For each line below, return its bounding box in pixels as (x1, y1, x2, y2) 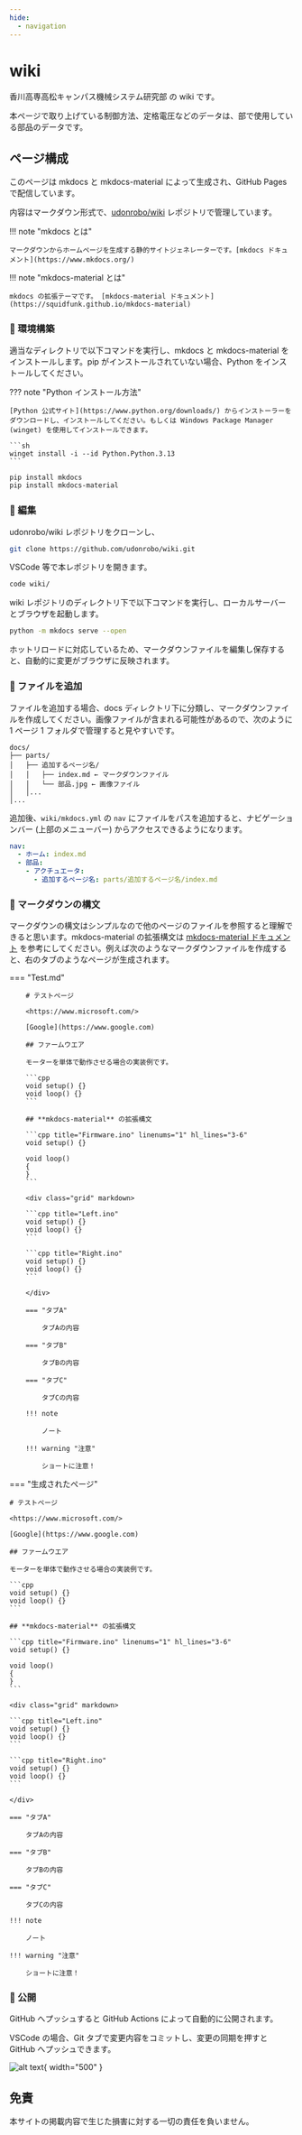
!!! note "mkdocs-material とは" (9, 273, 126, 283)
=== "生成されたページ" (9, 1479, 98, 1490)
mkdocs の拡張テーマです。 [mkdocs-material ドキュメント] (9, 292, 215, 301)
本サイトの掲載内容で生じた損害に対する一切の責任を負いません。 (9, 2116, 254, 2127)
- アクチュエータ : (25, 867, 85, 876)
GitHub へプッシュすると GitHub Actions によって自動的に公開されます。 (9, 2013, 279, 2024)
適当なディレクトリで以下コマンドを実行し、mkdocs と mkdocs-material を (9, 345, 290, 356)
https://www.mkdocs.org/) (37, 255, 135, 264)
